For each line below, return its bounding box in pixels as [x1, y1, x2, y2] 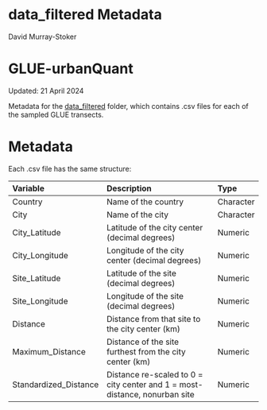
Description [106, 183, 153, 194]
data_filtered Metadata [8, 6, 163, 24]
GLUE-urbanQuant [8, 60, 133, 78]
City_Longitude [12, 249, 69, 261]
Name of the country [106, 196, 184, 207]
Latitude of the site [106, 268, 176, 279]
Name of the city [106, 209, 169, 220]
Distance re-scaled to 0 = [106, 369, 203, 380]
